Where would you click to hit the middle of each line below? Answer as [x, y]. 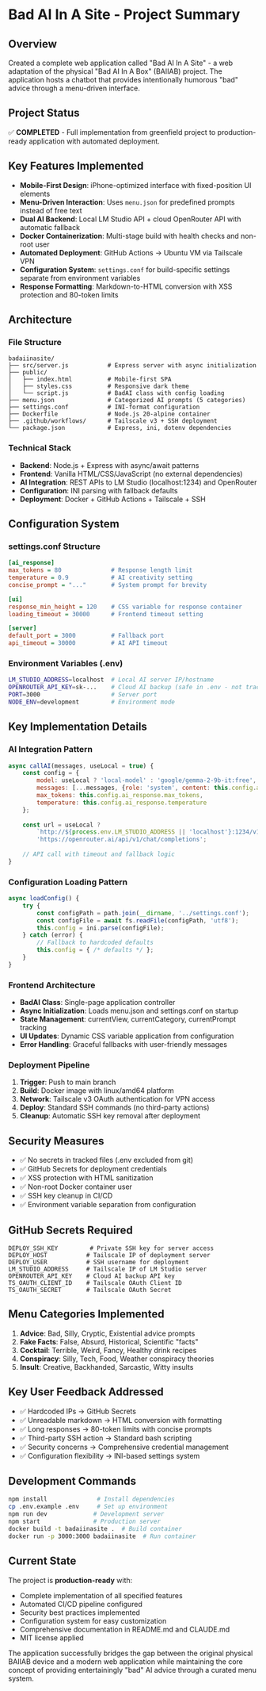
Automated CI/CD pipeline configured [81, 1604]
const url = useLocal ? [62, 825]
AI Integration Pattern [51, 750]
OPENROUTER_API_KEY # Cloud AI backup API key [92, 1276]
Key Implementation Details [78, 727]
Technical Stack [40, 448]
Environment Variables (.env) [66, 663]
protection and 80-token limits [69, 294]
